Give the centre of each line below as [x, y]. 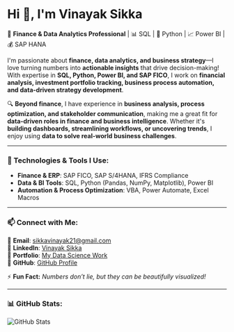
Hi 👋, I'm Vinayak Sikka [75, 14]
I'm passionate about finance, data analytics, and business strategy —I [110, 60]
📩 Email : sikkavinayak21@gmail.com [59, 240]
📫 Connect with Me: [43, 223]
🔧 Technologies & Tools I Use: [58, 160]
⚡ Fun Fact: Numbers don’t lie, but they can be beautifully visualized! [107, 276]
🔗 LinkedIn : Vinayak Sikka [45, 248]
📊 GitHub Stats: [35, 304]
